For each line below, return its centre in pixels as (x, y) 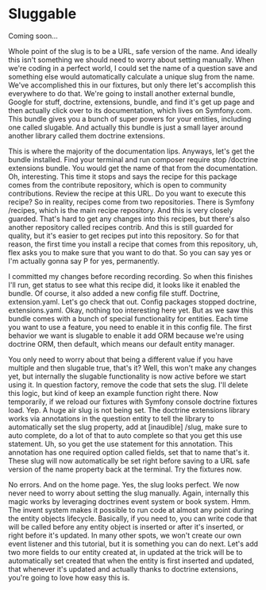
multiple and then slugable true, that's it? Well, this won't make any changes (132, 367)
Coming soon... (33, 36)
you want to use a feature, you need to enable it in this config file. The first (130, 327)
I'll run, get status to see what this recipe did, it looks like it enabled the (124, 285)
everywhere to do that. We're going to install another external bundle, (122, 93)
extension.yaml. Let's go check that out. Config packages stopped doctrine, (133, 301)
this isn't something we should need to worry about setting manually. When (132, 60)
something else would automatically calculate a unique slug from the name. (131, 76)
